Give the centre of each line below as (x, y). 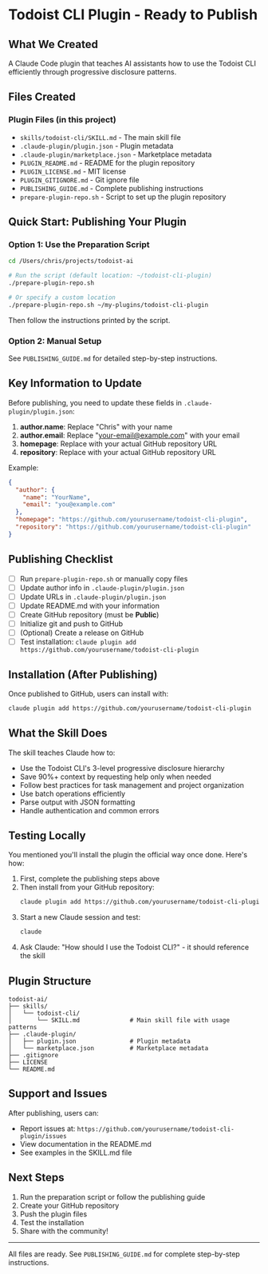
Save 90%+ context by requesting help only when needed (115, 777)
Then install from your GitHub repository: (87, 887)
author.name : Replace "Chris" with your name (96, 426)
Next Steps (36, 1178)
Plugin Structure (50, 981)
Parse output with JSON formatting (77, 802)
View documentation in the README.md (85, 1144)
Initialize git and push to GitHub (71, 623)
